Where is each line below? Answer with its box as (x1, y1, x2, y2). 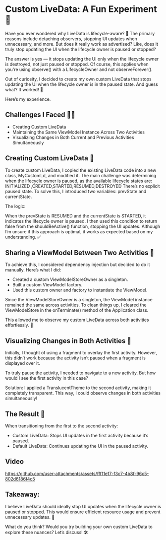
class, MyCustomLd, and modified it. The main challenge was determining (5, 172, 157, 178)
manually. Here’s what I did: (5, 267, 61, 273)
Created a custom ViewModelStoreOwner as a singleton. (12, 276, 128, 282)
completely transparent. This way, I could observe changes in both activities (5, 390, 161, 396)
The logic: (5, 203, 26, 209)
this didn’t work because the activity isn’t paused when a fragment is (5, 355, 146, 361)
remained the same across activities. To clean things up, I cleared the (5, 302, 147, 308)
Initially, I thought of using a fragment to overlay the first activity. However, (5, 350, 157, 356)
